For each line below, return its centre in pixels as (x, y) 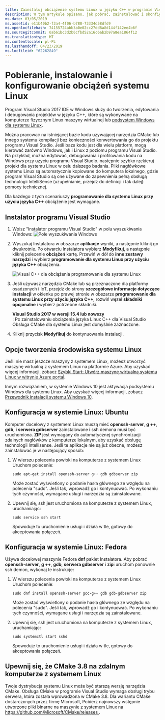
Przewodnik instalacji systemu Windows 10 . (49, 397)
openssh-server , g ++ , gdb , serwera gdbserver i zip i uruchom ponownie (80, 564)
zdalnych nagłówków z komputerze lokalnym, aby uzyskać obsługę (73, 440)
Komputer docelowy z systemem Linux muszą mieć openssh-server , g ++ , (81, 424)
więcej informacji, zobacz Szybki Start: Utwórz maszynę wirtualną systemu (81, 372)
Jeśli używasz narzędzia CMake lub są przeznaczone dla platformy (80, 284)
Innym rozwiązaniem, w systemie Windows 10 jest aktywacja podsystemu (80, 387)
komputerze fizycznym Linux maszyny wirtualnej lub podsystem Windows (80, 120)
